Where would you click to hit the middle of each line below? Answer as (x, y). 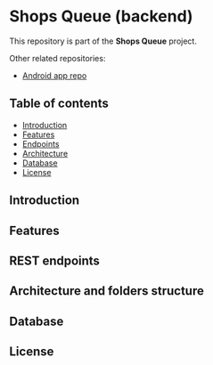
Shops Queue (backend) (101, 16)
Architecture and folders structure (107, 291)
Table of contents (59, 104)
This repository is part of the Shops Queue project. (103, 41)
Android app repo (54, 75)
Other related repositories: (57, 58)
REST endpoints (55, 260)
